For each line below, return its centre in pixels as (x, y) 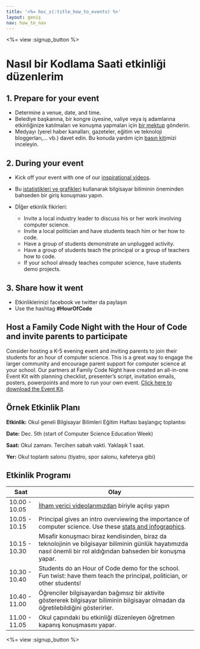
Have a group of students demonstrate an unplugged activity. (99, 244)
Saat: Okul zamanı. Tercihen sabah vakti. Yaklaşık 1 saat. (76, 445)
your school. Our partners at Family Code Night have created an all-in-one (97, 369)
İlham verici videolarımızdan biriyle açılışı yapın (104, 506)
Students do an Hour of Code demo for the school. (109, 569)
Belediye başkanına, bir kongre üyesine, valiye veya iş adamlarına (95, 119)
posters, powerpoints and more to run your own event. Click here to (89, 383)
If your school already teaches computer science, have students (102, 263)
